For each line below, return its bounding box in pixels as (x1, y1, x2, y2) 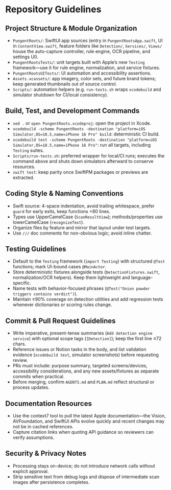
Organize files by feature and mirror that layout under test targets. (12, 224, 152, 230)
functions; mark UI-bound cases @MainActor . (12, 264, 107, 270)
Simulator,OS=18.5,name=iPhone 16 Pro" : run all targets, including (12, 142, 151, 148)
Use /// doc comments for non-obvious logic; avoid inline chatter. (12, 230, 152, 236)
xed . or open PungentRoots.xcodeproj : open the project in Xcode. (12, 120, 152, 126)
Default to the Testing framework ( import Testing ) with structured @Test (12, 258, 165, 264)
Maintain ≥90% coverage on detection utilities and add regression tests (12, 296, 163, 302)
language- (131, 274, 153, 281)
